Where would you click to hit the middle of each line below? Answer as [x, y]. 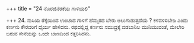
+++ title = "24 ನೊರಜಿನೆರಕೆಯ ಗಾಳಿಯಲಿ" [48, 9]
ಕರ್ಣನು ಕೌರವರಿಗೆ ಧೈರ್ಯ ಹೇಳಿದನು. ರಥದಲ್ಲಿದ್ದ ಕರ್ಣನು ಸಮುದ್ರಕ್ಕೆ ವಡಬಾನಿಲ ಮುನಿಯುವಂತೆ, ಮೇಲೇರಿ [96, 27]
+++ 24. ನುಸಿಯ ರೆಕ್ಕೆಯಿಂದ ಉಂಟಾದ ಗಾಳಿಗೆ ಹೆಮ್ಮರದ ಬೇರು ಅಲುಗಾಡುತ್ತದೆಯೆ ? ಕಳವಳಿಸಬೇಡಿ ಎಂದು [97, 20]
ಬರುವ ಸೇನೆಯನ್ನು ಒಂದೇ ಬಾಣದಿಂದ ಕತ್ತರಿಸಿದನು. [49, 34]
